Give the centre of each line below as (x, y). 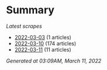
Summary (30, 10)
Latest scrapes (24, 26)
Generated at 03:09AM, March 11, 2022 (54, 61)
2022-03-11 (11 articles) (43, 49)
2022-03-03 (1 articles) (43, 37)
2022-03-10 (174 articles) (45, 43)
